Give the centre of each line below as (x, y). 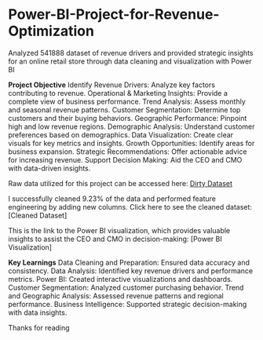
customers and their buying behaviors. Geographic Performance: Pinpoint (128, 118)
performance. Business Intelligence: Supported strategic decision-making (128, 304)
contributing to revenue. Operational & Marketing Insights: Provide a (118, 93)
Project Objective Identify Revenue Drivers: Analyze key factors (112, 85)
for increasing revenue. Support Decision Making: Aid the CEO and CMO (125, 159)
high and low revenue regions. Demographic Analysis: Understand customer (131, 126)
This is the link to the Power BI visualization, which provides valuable (119, 230)
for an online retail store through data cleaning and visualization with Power (130, 61)
